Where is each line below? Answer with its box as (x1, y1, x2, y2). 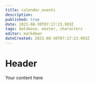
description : (5, 12, 33, 17)
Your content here (5, 74, 43, 80)
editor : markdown (5, 31, 42, 36)
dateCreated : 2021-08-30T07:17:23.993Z (5, 36, 90, 41)
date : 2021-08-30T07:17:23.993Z (5, 21, 74, 27)
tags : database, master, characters (5, 26, 83, 32)
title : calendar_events (5, 7, 56, 13)
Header (5, 58, 37, 69)
